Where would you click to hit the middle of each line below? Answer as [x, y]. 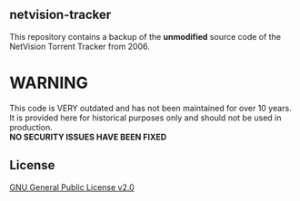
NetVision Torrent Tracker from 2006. [80, 46]
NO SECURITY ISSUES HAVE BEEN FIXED [88, 137]
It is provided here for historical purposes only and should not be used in [145, 118]
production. [31, 127]
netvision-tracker [60, 15]
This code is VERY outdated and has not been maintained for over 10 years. [151, 108]
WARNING [49, 83]
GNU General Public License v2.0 [72, 187]
